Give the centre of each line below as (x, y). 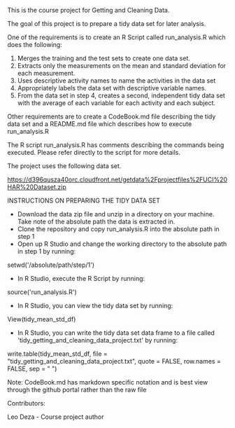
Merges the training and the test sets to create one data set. (104, 58)
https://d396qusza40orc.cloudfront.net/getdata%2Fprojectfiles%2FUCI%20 (117, 179)
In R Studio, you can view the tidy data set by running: (95, 305)
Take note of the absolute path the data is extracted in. (96, 221)
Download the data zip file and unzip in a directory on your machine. (116, 214)
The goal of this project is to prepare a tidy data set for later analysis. (107, 23)
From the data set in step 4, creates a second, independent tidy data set (121, 95)
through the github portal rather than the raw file (77, 389)
